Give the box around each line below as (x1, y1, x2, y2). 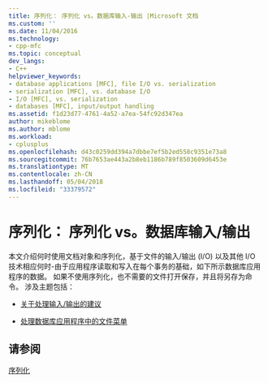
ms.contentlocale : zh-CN (8, 170, 93, 179)
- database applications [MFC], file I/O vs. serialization (8, 80, 217, 88)
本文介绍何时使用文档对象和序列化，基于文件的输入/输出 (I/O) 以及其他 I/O (8, 251, 256, 260)
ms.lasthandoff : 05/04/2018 (8, 178, 104, 187)
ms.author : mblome (8, 125, 71, 133)
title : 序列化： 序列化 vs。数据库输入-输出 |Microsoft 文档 (8, 11, 199, 20)
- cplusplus (8, 140, 49, 148)
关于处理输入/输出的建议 (19, 299, 102, 308)
